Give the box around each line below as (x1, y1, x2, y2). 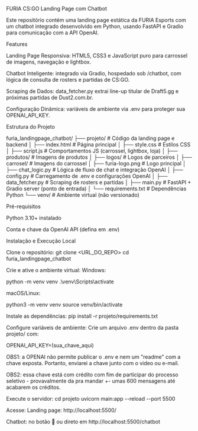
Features (6, 41, 28, 47)
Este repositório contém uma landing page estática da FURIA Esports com (6, 17, 186, 23)
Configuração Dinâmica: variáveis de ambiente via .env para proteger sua (6, 106, 186, 112)
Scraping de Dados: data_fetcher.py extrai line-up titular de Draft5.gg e (6, 88, 179, 94)
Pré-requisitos (6, 203, 41, 210)
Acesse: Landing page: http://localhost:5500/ (6, 407, 117, 414)
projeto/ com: (6, 330, 40, 337)
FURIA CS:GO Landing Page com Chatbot (6, 5, 108, 12)
